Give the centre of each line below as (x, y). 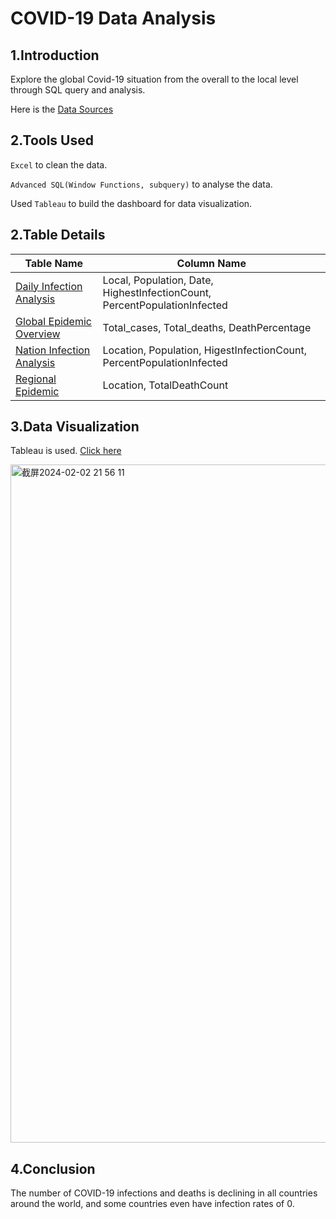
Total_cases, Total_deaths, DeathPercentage (207, 327)
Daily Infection (49, 286)
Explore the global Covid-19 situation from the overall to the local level (154, 79)
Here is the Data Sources (62, 109)
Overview (38, 334)
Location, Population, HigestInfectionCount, (204, 350)
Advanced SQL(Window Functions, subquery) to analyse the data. (141, 184)
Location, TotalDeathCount (165, 385)
